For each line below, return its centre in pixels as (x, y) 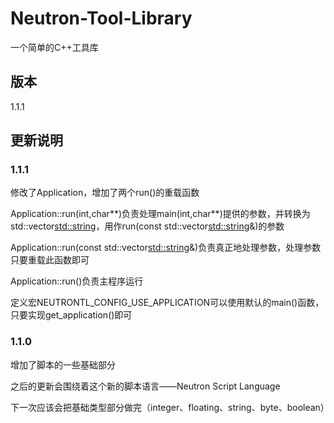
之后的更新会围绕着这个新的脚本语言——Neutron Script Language (145, 386)
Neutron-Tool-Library (101, 18)
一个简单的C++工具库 (54, 47)
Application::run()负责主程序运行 (77, 281)
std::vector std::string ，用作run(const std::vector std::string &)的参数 (147, 226)
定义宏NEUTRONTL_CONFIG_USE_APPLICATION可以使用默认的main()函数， (167, 303)
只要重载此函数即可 (50, 260)
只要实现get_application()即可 (71, 315)
